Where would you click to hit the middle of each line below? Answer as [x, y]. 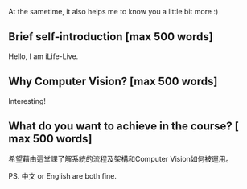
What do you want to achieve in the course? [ [124, 127]
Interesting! [27, 101]
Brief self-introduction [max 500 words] [111, 37]
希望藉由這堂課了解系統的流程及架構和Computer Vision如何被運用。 [121, 159]
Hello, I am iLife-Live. [43, 56]
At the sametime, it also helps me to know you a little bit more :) [113, 12]
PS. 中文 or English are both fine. [62, 176]
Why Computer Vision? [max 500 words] [113, 82]
